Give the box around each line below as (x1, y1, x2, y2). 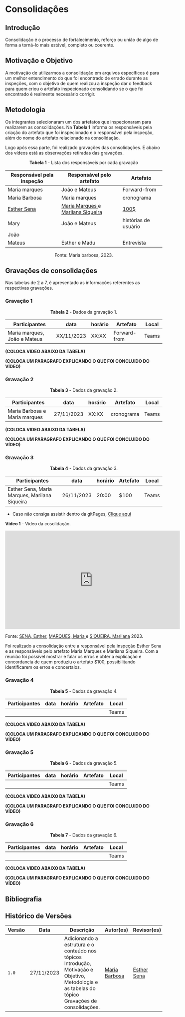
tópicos (64, 954, 82, 961)
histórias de (122, 217, 150, 224)
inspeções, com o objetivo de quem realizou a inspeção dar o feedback (5, 80, 152, 86)
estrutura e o (64, 941, 95, 948)
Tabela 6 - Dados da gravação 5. (49, 760, 118, 766)
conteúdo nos (64, 947, 97, 954)
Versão (7, 926, 25, 933)
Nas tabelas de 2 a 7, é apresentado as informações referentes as (5, 280, 140, 286)
